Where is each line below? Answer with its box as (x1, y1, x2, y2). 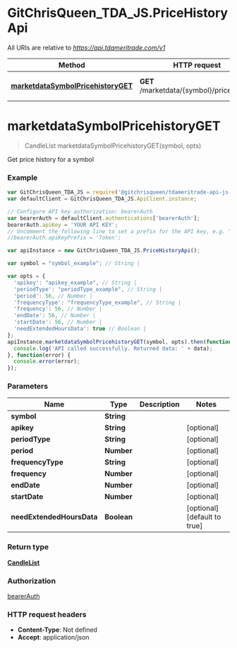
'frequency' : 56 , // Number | (13, 305, 102, 312)
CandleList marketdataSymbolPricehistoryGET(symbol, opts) (24, 141, 202, 150)
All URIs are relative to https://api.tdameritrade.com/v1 (7, 43, 166, 52)
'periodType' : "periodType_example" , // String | (13, 285, 162, 293)
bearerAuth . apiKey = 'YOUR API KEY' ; (7, 221, 119, 228)
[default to (186, 512, 221, 522)
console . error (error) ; (13, 358, 80, 365)
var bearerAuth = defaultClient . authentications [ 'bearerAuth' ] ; (7, 214, 200, 222)
